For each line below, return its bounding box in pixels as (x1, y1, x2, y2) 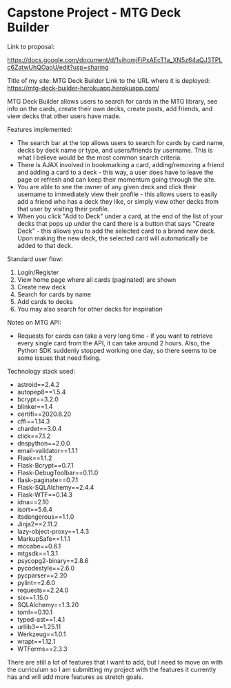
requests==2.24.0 (17, 586, 69, 594)
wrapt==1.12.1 (17, 637, 56, 645)
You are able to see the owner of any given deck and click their (17, 182, 197, 191)
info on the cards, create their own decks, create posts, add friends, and (7, 104, 213, 113)
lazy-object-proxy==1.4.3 (17, 527, 90, 535)
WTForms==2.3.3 (17, 644, 68, 653)
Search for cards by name (17, 290, 92, 298)
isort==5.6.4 (17, 505, 53, 513)
